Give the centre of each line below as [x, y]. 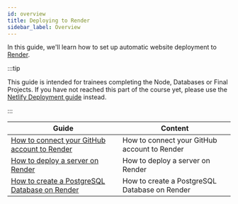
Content [175, 128]
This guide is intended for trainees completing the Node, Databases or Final [118, 82]
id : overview [27, 14]
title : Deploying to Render [49, 21]
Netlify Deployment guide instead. [57, 97]
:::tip [14, 69]
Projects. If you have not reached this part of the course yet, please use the [118, 90]
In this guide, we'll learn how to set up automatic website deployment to [112, 47]
